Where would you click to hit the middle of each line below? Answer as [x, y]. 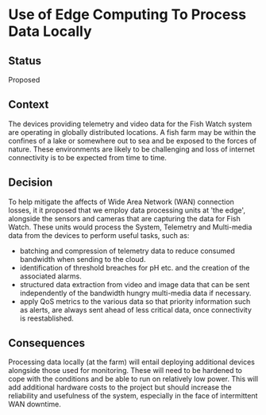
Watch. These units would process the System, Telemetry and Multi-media [130, 227]
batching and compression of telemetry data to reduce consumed [127, 251]
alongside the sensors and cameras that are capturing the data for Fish [124, 218]
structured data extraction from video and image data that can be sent [135, 284]
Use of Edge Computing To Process [127, 15]
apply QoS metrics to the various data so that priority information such [135, 301]
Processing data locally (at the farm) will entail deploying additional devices [132, 362]
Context [29, 105]
